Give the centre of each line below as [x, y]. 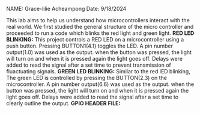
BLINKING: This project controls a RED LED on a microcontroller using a [95, 39]
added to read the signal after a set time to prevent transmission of [89, 65]
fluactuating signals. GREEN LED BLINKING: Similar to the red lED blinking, [98, 71]
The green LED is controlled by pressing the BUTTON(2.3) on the [86, 78]
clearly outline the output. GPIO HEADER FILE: [63, 103]
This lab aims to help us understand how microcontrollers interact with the [98, 20]
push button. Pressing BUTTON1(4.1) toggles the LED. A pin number [89, 46]
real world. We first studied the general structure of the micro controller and [100, 27]
